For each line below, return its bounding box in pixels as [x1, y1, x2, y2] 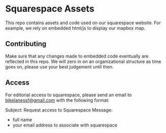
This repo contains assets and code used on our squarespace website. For [5, 20, 161, 26]
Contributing [5, 40, 47, 48]
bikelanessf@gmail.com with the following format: [5, 97, 110, 103]
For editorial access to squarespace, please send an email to [5, 92, 132, 98]
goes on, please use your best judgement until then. [5, 63, 114, 70]
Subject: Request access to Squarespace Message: [5, 107, 113, 113]
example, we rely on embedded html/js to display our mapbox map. [5, 25, 146, 31]
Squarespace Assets [5, 3, 95, 15]
